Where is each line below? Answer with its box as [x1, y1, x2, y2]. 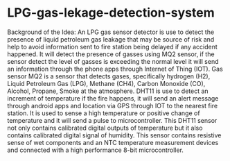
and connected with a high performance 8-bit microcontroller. [7, 146, 184, 154]
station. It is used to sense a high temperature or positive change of [7, 109, 200, 117]
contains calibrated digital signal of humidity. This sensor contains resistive [7, 130, 222, 139]
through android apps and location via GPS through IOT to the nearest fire [7, 101, 218, 110]
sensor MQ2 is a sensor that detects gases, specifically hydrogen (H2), [7, 71, 211, 80]
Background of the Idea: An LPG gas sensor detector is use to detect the [7, 28, 215, 36]
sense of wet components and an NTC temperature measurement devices [7, 138, 219, 146]
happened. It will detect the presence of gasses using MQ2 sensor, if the [7, 50, 215, 58]
